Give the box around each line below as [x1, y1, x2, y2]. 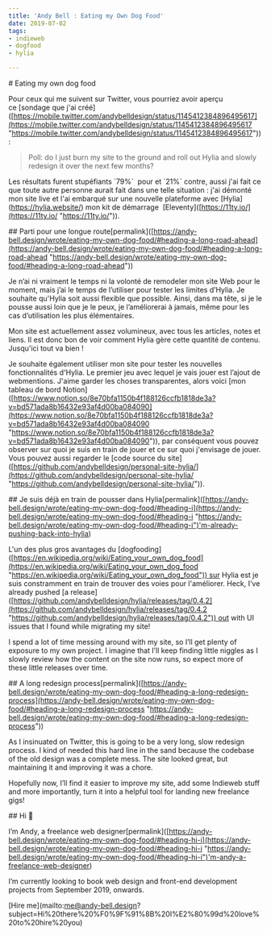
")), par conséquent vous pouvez [148, 436, 260, 446]
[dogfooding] [118, 545, 162, 554]
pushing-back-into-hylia [8, 529, 89, 538]
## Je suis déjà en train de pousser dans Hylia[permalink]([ [8, 495, 206, 504]
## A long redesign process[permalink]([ [8, 679, 144, 688]
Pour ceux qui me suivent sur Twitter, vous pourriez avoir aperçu [8, 94, 223, 103]
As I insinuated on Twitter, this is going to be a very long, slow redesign [8, 737, 245, 746]
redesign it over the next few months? [27, 161, 155, 170]
